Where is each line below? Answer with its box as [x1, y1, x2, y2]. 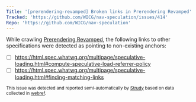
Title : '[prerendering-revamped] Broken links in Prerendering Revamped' [6, 8, 192, 15]
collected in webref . [6, 90, 46, 96]
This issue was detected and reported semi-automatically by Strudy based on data [6, 85, 175, 91]
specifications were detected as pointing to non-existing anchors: [6, 42, 167, 49]
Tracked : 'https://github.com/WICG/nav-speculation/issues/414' [6, 14, 168, 20]
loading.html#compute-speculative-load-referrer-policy [14, 60, 151, 68]
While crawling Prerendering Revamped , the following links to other [6, 36, 171, 43]
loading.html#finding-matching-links [14, 74, 104, 81]
